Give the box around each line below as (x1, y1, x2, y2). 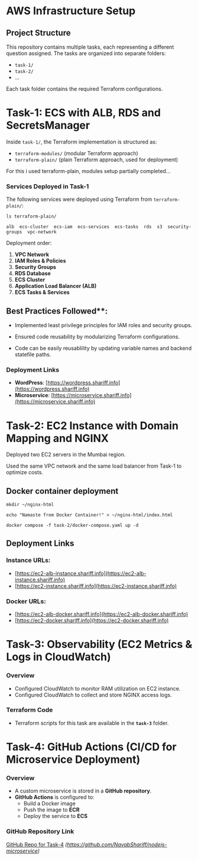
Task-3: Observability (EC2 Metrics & (6, 638, 193, 651)
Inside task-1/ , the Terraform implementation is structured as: (6, 138, 157, 145)
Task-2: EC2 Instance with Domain (6, 419, 179, 432)
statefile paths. (14, 351, 51, 358)
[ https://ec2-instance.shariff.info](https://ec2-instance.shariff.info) (14, 582, 177, 589)
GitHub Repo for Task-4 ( (6, 840, 67, 848)
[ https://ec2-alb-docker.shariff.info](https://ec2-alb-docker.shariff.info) (14, 610, 189, 618)
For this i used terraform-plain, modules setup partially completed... (6, 167, 171, 174)
